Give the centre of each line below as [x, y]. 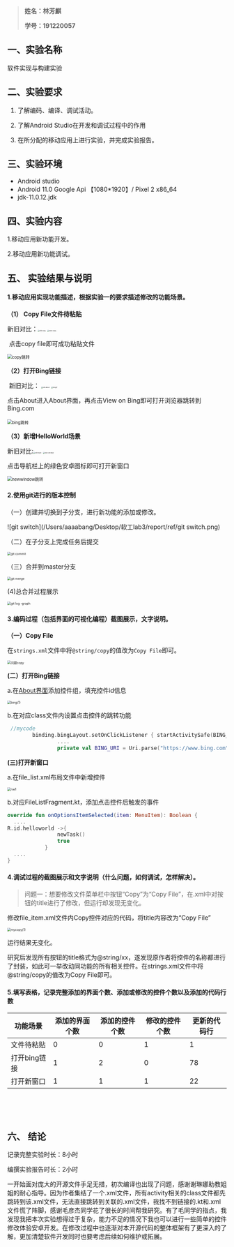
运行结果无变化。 [32, 942]
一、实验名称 [35, 50]
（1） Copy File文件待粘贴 [45, 314]
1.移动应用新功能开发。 [40, 239]
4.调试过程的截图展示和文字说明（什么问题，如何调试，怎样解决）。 [103, 877]
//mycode [23, 729]
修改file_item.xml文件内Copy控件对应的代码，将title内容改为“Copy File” [109, 918]
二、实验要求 [35, 92]
